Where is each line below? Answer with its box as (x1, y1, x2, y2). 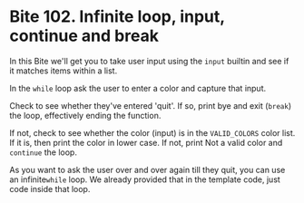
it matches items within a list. (9, 65, 118, 76)
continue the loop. (9, 147, 77, 158)
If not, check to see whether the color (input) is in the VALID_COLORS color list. (9, 127, 296, 138)
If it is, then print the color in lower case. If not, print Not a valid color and (9, 137, 283, 148)
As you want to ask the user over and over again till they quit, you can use (9, 164, 286, 175)
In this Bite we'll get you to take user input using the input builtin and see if (9, 55, 289, 66)
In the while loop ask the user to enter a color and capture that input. (9, 82, 267, 93)
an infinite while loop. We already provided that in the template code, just (9, 174, 281, 185)
